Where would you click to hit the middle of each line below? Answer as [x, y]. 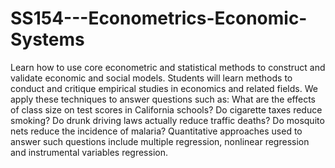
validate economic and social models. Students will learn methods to [151, 78]
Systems [47, 39]
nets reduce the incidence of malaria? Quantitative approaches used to [156, 131]
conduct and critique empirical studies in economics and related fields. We [164, 88]
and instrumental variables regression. [89, 152]
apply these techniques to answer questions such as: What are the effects [163, 99]
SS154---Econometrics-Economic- [159, 18]
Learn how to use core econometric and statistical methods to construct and [168, 67]
